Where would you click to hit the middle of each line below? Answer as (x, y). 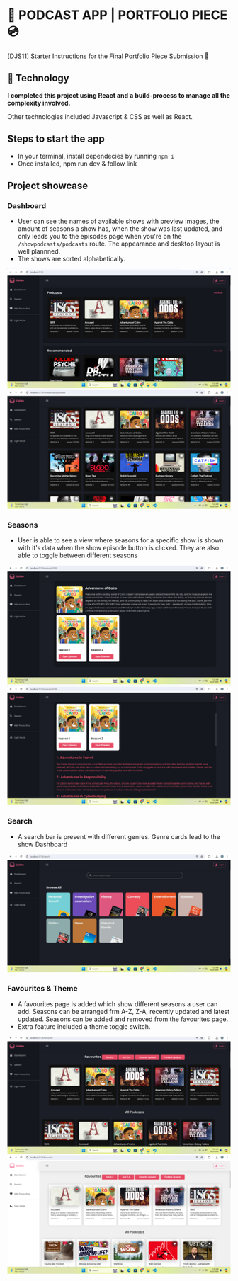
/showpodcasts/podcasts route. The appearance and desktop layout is (119, 244)
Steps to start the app (56, 139)
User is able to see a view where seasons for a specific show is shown (121, 540)
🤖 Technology (38, 78)
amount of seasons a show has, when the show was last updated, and (120, 229)
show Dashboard (42, 844)
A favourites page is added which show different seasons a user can (118, 1004)
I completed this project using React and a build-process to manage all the (119, 95)
